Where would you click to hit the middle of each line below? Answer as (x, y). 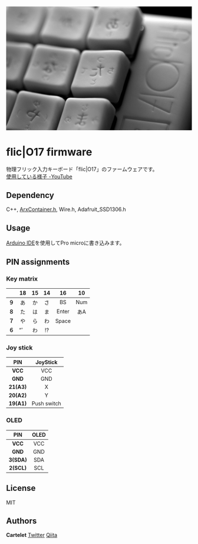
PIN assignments (38, 262)
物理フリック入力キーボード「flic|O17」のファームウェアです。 (82, 169)
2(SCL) (18, 468)
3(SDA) (18, 460)
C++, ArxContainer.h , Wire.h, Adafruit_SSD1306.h (66, 209)
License (21, 488)
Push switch (47, 403)
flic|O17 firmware (49, 152)
